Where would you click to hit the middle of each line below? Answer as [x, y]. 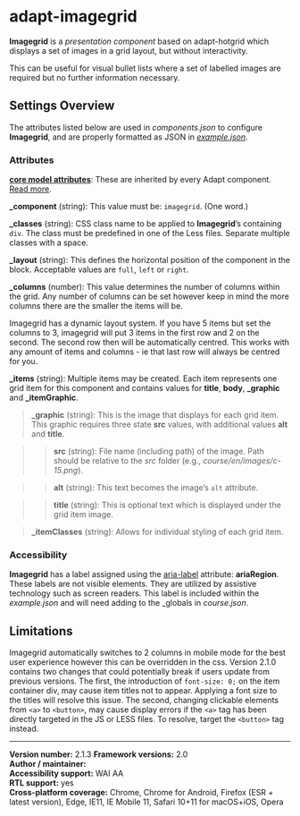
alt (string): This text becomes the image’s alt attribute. [156, 488]
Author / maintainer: [48, 764]
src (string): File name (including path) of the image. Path [159, 451]
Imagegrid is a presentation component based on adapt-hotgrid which [139, 41]
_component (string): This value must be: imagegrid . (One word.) [129, 207]
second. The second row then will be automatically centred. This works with [150, 343]
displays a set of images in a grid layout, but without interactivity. [129, 50]
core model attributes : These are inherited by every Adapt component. [141, 180]
